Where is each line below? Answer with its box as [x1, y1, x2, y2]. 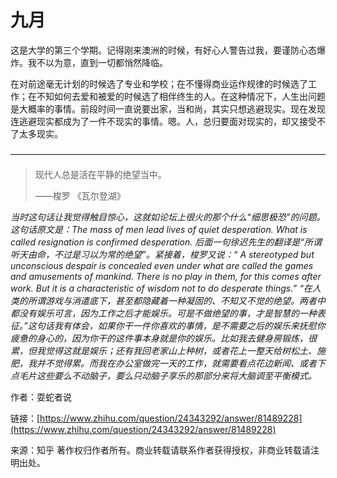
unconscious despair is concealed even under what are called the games [10, 259, 314, 271]
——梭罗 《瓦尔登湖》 [34, 189, 126, 201]
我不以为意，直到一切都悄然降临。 [27, 56, 168, 68]
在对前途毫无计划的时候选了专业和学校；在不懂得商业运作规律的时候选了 [10, 77, 308, 90]
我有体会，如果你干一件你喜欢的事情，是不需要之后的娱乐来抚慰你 [53, 319, 326, 331]
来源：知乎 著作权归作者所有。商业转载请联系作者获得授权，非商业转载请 [10, 444, 311, 456]
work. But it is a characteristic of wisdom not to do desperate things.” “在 [10, 282, 313, 294]
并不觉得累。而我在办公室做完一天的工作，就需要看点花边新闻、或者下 [36, 357, 326, 369]
